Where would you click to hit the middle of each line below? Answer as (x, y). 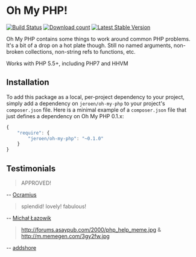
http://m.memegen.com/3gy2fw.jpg (65, 236)
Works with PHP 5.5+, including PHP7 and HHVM (67, 63)
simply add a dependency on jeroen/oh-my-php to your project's (86, 103)
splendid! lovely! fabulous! (53, 206)
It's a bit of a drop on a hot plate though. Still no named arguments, (90, 45)
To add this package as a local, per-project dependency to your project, (96, 97)
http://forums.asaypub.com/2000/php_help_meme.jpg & (91, 229)
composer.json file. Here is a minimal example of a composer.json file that (96, 110)
